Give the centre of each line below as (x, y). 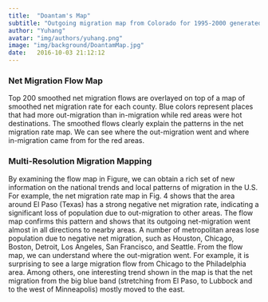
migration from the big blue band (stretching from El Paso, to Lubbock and (130, 280)
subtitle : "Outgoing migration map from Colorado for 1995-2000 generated (135, 23)
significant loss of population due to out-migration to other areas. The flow (131, 213)
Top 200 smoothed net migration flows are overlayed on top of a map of (127, 98)
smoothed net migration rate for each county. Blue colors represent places (131, 107)
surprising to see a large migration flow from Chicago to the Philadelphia (127, 264)
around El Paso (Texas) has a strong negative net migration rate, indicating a (134, 204)
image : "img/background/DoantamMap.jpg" (77, 46)
